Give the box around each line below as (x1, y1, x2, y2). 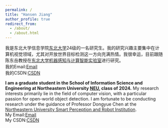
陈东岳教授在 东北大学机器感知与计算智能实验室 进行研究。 (5, 57, 123, 63)
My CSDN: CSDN (5, 117, 39, 123)
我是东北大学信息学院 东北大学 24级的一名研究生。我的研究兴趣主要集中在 (5, 45, 155, 50)
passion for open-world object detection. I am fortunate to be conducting (5, 96, 156, 101)
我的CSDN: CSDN (5, 70, 40, 75)
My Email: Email (5, 112, 36, 117)
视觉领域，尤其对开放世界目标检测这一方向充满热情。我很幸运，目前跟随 (13, 51, 163, 57)
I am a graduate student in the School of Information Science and (5, 80, 143, 85)
